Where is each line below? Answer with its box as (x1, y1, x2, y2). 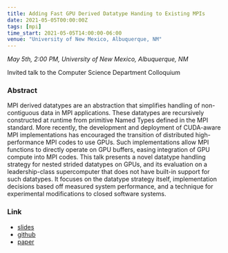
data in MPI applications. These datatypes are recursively (40, 109, 205, 117)
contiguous (7, 109, 39, 117)
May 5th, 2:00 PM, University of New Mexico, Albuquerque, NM (7, 55, 189, 63)
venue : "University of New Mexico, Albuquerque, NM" (7, 36, 162, 43)
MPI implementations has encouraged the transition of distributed (7, 131, 194, 139)
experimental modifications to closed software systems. (7, 190, 167, 198)
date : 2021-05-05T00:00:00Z (7, 17, 88, 24)
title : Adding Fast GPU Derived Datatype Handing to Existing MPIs (7, 10, 206, 17)
